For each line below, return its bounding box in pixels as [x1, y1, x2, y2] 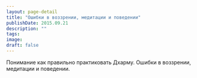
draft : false [6, 43, 39, 49]
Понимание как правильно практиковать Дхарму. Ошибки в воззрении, [6, 58, 191, 66]
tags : [6, 31, 20, 37]
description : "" [6, 25, 47, 32]
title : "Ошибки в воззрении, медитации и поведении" [6, 14, 141, 20]
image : [6, 37, 23, 43]
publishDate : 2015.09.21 [6, 20, 68, 26]
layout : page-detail [6, 8, 58, 15]
